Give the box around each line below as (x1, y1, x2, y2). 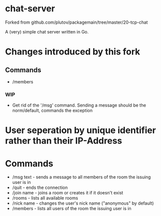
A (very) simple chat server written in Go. (5, 29, 89, 35)
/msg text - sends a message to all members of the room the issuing (12, 174, 151, 180)
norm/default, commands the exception (12, 108, 93, 113)
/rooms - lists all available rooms (12, 195, 78, 201)
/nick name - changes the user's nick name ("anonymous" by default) (12, 200, 154, 206)
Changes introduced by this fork (5, 46, 140, 57)
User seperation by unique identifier (5, 125, 156, 136)
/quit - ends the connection (12, 184, 68, 190)
